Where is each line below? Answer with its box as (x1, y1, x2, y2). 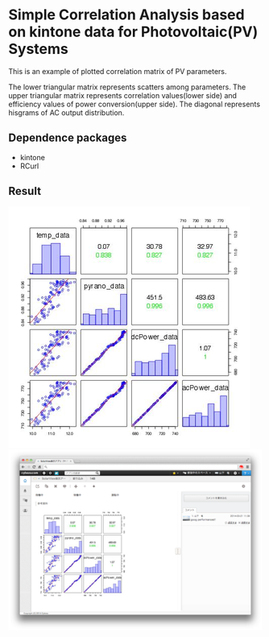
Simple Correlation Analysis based (8, 6, 245, 24)
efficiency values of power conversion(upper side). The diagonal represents (8, 99, 260, 109)
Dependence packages (8, 131, 127, 145)
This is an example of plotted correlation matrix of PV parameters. (8, 66, 227, 76)
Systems (8, 40, 68, 58)
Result (8, 184, 42, 198)
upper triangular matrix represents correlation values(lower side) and (8, 90, 238, 100)
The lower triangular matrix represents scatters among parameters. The (8, 82, 246, 92)
